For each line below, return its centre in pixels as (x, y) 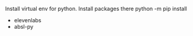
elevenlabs (27, 20)
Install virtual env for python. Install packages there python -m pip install (96, 9)
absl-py (24, 27)
